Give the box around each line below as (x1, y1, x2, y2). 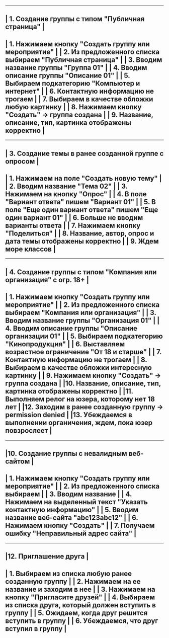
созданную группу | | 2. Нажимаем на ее (5, 577, 141, 586)
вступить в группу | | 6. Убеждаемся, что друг (5, 616, 158, 625)
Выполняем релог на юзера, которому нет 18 (5, 395, 155, 404)
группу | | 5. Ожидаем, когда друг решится (5, 608, 148, 617)
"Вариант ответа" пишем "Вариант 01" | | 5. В (5, 197, 156, 206)
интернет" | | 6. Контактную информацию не (5, 87, 154, 96)
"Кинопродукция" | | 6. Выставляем (5, 340, 125, 349)
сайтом (5, 457, 30, 465)
